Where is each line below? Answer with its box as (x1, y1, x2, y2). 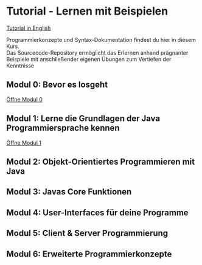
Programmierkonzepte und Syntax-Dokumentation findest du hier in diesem (6, 36, 197, 43)
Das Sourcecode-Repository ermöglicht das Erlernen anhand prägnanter (6, 49, 189, 56)
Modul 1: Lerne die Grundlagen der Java (6, 114, 160, 124)
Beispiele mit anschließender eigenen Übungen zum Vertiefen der (6, 55, 172, 63)
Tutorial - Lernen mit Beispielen (6, 4, 169, 18)
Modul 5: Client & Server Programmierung (6, 228, 169, 238)
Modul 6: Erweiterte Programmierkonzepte (6, 249, 172, 259)
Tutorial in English (6, 24, 51, 32)
